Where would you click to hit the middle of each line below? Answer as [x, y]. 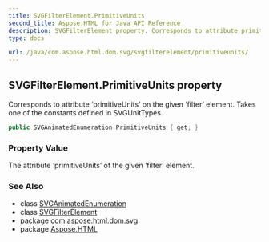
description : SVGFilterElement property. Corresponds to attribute [123, 30]
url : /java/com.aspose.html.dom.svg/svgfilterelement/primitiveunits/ [128, 53]
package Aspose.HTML [59, 229]
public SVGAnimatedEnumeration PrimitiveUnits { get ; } [103, 127]
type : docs [26, 38]
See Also [26, 187]
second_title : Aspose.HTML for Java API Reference [94, 23]
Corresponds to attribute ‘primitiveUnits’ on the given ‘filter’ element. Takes [132, 104]
